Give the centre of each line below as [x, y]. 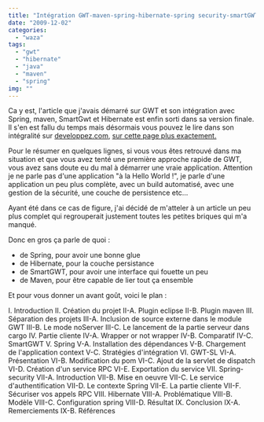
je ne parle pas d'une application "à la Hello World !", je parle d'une [117, 176]
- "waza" [29, 37]
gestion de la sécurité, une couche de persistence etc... [98, 193]
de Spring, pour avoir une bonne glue [80, 255]
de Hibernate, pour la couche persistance [87, 263]
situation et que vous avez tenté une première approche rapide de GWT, [125, 160]
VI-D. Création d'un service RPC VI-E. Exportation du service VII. [113, 369]
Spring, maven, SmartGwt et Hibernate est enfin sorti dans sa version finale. [131, 119]
